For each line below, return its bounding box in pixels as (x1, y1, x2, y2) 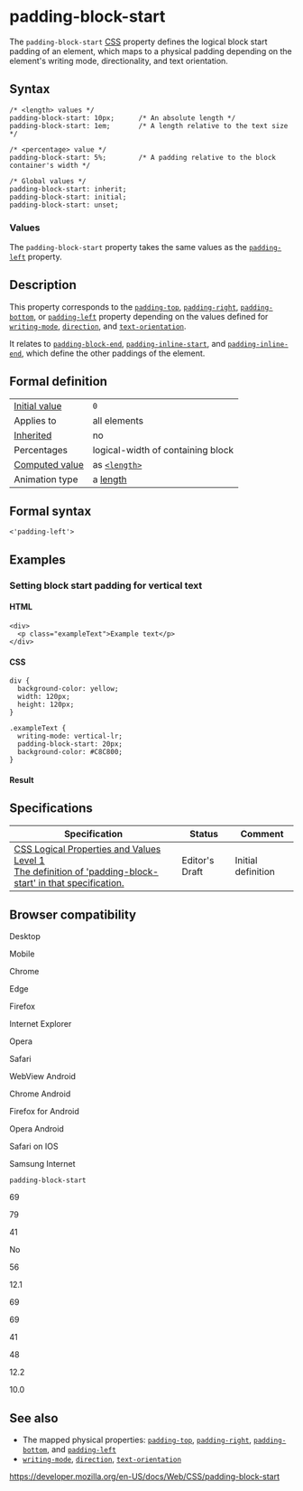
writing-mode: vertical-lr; (17, 732, 124, 741)
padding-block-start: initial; (9, 192, 127, 201)
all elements (92, 414, 144, 426)
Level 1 (14, 853, 45, 866)
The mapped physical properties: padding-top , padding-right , (22, 1434, 252, 1446)
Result (9, 774, 34, 785)
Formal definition (9, 374, 108, 389)
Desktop (9, 931, 41, 942)
